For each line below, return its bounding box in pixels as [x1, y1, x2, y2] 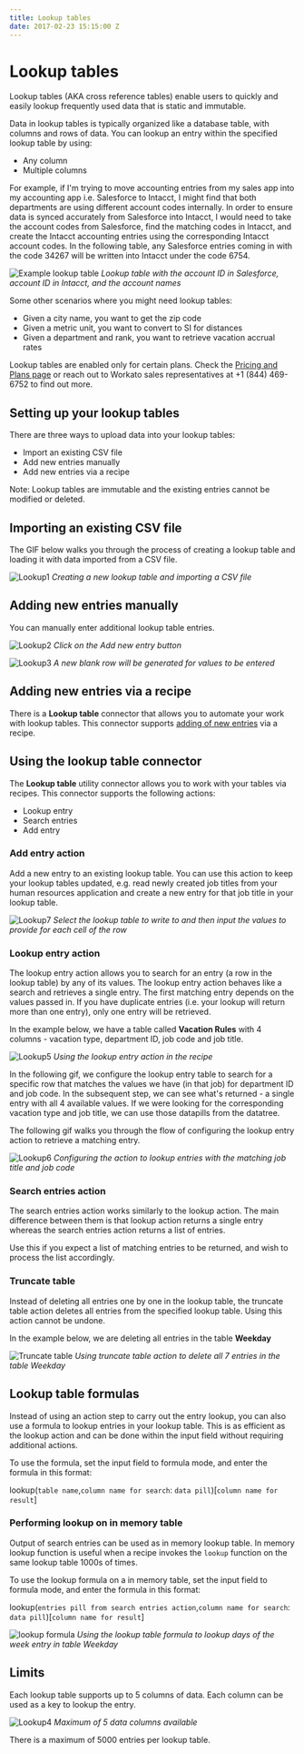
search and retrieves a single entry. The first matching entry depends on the [9, 987, 295, 998]
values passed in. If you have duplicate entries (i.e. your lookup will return [9, 997, 286, 1008]
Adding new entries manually [9, 598, 179, 613]
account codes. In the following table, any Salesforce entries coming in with [9, 240, 293, 251]
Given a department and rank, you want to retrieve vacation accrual [22, 332, 275, 343]
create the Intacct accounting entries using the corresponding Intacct [9, 231, 270, 242]
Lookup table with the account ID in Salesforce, [101, 268, 279, 279]
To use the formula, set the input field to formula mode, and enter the [9, 1457, 268, 1468]
